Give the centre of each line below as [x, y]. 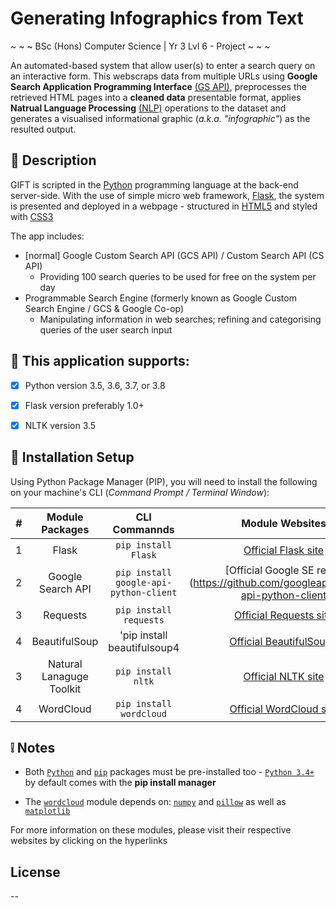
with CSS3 [32, 216]
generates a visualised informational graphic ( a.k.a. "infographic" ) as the [160, 118]
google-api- [144, 582]
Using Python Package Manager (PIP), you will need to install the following [164, 481]
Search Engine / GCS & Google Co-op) [104, 308]
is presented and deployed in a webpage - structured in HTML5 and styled [164, 206]
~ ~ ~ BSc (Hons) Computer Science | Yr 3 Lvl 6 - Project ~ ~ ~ [140, 46]
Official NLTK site [284, 676]
